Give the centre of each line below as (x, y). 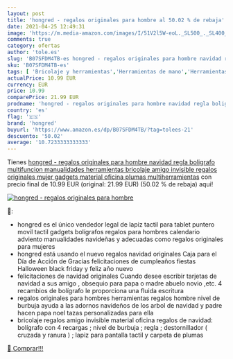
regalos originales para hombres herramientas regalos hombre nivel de (119, 298)
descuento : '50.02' (35, 136)
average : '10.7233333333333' (49, 143)
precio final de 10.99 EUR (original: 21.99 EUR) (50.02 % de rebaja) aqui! (110, 184)
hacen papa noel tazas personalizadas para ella (85, 313)
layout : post (26, 14)
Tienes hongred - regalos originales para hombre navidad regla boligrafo (111, 162)
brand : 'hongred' (32, 123)
